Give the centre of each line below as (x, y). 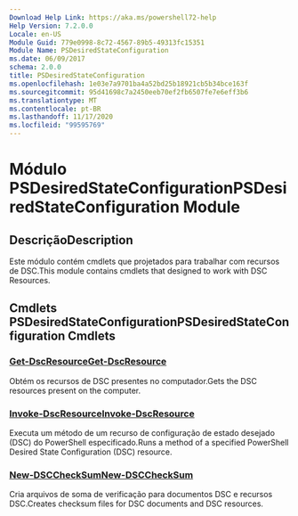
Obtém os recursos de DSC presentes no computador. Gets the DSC (133, 381)
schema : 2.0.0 (36, 68)
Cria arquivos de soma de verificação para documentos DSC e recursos (141, 495)
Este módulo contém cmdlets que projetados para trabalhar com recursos (145, 261)
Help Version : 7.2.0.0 (51, 26)
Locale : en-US (36, 34)
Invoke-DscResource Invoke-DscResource (102, 414)
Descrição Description (71, 240)
